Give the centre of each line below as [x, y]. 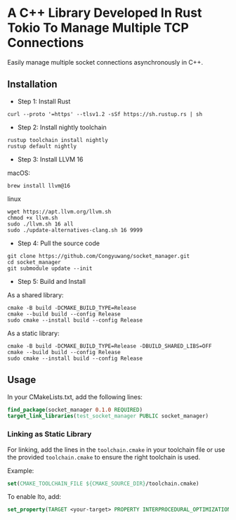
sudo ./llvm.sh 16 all [40, 224]
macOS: [19, 173]
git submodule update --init [50, 268]
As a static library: [33, 333]
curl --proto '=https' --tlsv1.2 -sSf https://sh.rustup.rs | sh [105, 114]
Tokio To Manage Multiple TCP [98, 28]
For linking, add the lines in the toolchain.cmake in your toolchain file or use [116, 449]
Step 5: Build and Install [52, 281]
